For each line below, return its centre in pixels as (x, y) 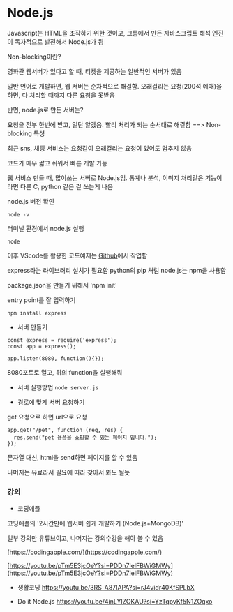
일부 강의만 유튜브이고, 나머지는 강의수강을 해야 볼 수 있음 (85, 538)
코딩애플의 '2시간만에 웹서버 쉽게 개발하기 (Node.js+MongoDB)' (95, 523)
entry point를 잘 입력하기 (42, 300)
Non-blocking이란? (34, 57)
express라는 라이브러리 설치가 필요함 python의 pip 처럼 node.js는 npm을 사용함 (117, 270)
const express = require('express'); (62, 340)
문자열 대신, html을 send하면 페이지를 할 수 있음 (73, 457)
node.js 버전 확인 (31, 201)
